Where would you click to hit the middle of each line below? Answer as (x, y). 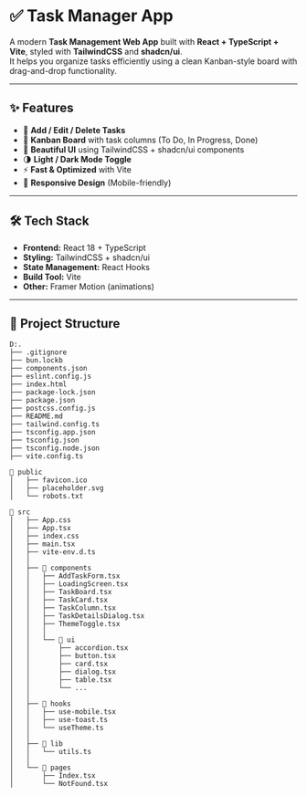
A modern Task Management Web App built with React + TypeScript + (144, 41)
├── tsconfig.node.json (55, 448)
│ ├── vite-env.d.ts (53, 552)
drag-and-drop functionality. (63, 70)
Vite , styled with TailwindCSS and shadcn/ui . (96, 51)
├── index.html (38, 384)
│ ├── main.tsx (42, 544)
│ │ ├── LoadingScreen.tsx (69, 584)
